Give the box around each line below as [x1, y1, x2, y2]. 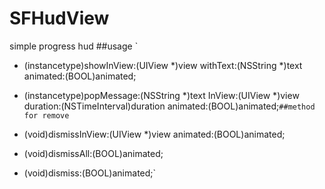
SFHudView [9, 7, 110, 30]
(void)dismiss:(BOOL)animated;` [23, 167, 157, 179]
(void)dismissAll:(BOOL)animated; [23, 147, 164, 159]
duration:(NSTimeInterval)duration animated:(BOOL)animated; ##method [23, 100, 316, 112]
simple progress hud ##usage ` [9, 40, 139, 52]
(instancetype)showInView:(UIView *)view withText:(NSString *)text [23, 59, 303, 71]
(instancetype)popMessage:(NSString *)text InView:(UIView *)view [23, 89, 300, 101]
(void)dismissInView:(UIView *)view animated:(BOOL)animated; [23, 128, 286, 140]
